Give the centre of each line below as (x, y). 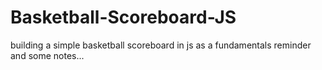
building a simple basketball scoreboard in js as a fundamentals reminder (161, 45)
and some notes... (47, 55)
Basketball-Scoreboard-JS (123, 17)
